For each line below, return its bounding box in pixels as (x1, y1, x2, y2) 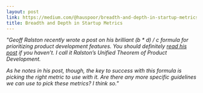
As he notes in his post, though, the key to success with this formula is (6, 67, 182, 74)
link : (6, 14, 20, 20)
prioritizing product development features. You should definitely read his (6, 43, 187, 50)
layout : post (6, 8, 39, 15)
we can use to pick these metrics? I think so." (6, 80, 119, 87)
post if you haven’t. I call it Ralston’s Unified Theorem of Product (6, 49, 167, 56)
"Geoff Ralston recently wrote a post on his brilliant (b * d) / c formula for (6, 37, 188, 44)
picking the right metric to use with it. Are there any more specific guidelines (6, 73, 196, 81)
